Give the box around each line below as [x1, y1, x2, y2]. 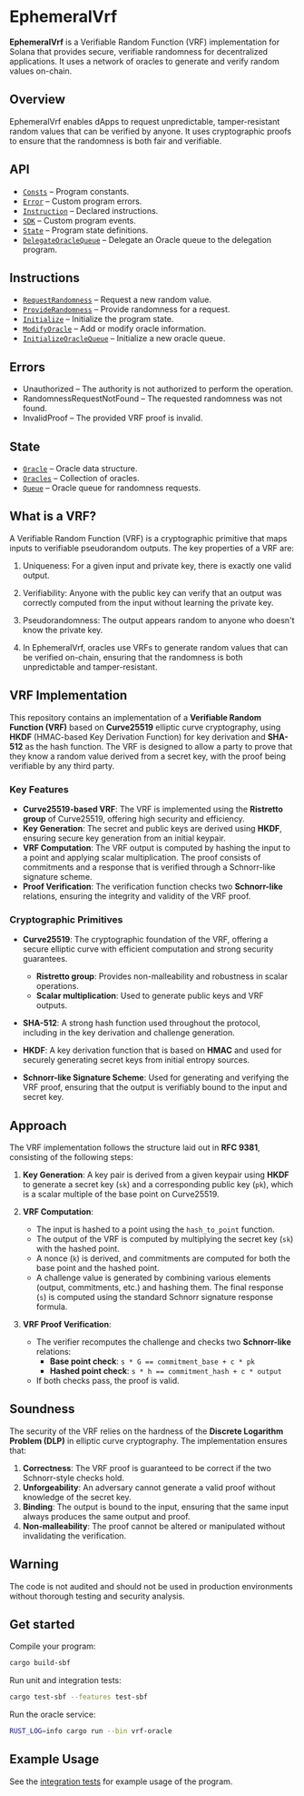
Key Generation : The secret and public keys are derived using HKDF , [22, 822, 283, 833]
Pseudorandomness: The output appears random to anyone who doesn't [22, 614, 295, 625]
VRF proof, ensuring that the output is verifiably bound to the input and [22, 1082, 288, 1093]
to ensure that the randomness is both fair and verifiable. [9, 135, 222, 146]
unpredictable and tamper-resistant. [22, 661, 158, 672]
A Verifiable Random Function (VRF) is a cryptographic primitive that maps [9, 532, 288, 543]
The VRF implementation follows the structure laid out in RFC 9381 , [9, 1142, 260, 1153]
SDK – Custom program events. [22, 215, 136, 226]
